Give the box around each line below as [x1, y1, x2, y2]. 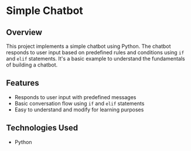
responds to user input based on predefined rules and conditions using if [6, 49, 185, 56]
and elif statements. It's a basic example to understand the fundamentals [6, 55, 186, 62]
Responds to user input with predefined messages [14, 93, 137, 100]
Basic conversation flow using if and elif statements [14, 100, 145, 107]
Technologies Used [6, 123, 78, 133]
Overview [6, 27, 43, 37]
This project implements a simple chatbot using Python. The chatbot [6, 43, 171, 50]
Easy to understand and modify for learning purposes [14, 106, 144, 113]
